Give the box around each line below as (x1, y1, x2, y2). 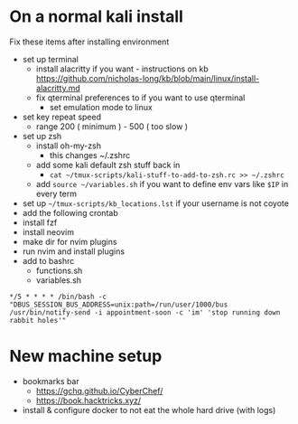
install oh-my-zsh (35, 140, 102, 151)
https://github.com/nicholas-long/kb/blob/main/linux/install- (35, 72, 260, 83)
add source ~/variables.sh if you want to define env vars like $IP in (35, 178, 289, 189)
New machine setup (9, 346, 163, 367)
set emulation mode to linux (49, 101, 154, 112)
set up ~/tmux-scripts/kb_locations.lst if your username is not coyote (22, 197, 289, 209)
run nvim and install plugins (22, 246, 125, 257)
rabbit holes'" (9, 316, 67, 325)
